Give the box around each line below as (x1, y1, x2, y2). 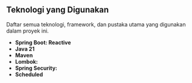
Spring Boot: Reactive (14, 38, 71, 46)
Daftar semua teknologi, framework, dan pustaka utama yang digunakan (6, 20, 186, 28)
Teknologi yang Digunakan (6, 5, 109, 15)
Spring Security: (14, 64, 57, 72)
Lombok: (14, 58, 38, 65)
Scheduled (14, 70, 43, 78)
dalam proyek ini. (6, 27, 50, 34)
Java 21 (14, 45, 35, 52)
